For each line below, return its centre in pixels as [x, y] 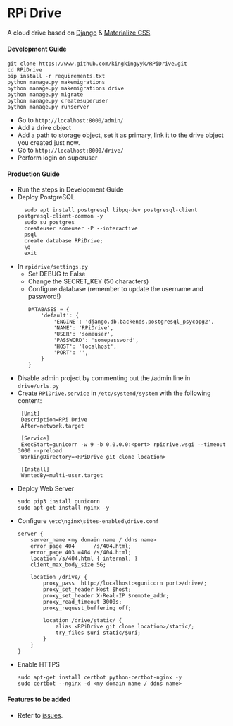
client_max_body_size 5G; [69, 565]
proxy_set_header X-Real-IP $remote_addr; [106, 596]
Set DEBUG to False [57, 274]
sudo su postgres [50, 223]
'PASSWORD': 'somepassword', [96, 341]
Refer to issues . [40, 715]
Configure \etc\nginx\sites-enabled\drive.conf [88, 521]
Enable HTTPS [38, 664]
